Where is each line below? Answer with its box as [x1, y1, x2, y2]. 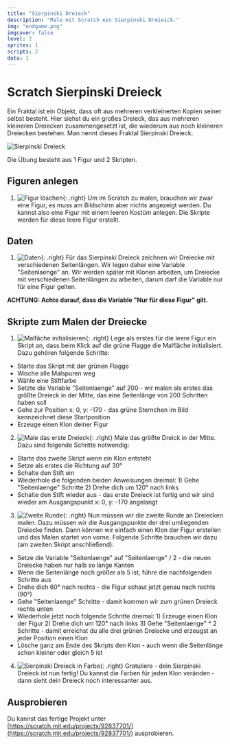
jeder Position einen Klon [16, 634, 88, 642]
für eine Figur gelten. [16, 283, 77, 291]
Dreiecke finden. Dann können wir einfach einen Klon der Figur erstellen [16, 526, 221, 534]
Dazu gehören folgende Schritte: [16, 349, 110, 357]
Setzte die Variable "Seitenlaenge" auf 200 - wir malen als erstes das [16, 384, 213, 392]
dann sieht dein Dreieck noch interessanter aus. [16, 677, 152, 685]
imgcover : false [7, 29, 54, 36]
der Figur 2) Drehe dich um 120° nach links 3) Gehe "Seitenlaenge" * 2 [16, 619, 217, 628]
